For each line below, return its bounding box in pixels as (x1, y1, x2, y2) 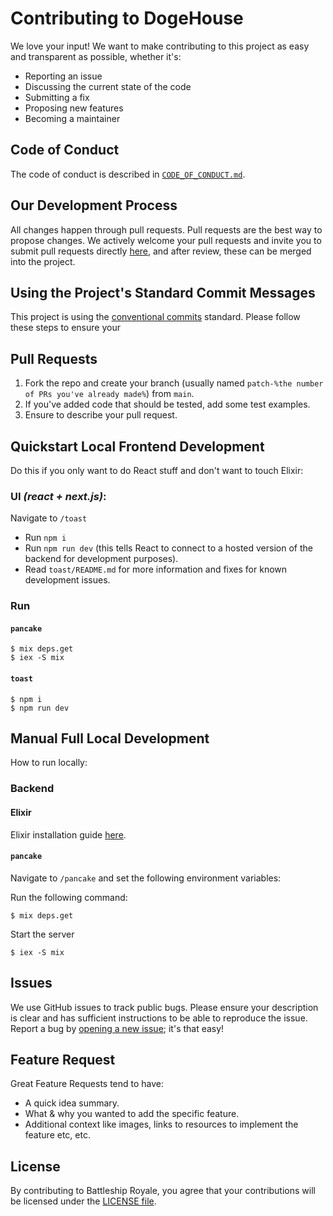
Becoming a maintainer (24, 112, 121, 124)
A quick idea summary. (24, 1097, 120, 1109)
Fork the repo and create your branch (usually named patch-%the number (24, 377, 324, 389)
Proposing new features (24, 102, 124, 114)
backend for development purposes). (24, 553, 179, 565)
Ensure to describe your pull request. (24, 409, 178, 421)
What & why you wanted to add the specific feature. (24, 1108, 240, 1120)
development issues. (24, 574, 111, 586)
